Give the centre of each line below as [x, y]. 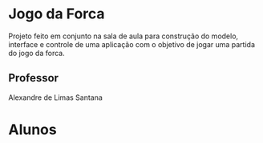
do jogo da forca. [37, 53]
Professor [33, 78]
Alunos [33, 129]
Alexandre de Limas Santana [55, 97]
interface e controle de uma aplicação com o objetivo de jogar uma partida [131, 44]
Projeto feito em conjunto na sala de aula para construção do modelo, [123, 36]
